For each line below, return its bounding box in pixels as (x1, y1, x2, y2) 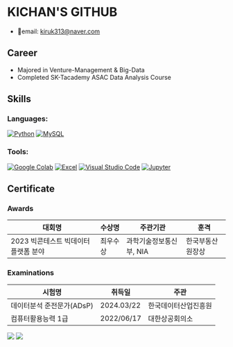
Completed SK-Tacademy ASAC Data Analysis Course (17, 73, 172, 81)
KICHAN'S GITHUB (7, 4, 118, 20)
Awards (7, 204, 34, 214)
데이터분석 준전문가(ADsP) (10, 301, 94, 310)
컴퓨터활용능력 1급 (10, 314, 69, 323)
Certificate (7, 183, 55, 195)
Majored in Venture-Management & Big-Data (17, 65, 145, 74)
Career (7, 47, 38, 59)
